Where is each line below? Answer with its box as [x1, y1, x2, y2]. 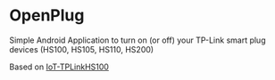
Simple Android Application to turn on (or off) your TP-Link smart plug [9, 35, 266, 45]
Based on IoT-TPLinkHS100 [9, 61, 110, 72]
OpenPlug [9, 5, 85, 26]
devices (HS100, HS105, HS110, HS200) [9, 44, 154, 54]
